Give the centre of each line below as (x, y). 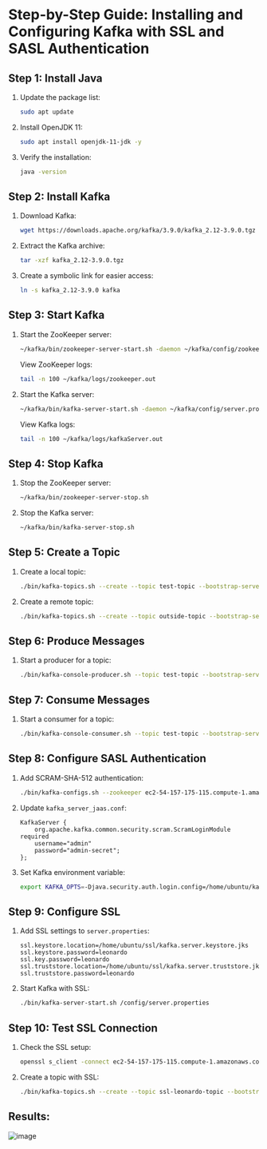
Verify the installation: (55, 157)
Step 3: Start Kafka (57, 315)
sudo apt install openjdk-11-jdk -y (80, 141)
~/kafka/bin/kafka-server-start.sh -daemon (93, 409)
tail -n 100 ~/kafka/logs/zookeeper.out (88, 379)
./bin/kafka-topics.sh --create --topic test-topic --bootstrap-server (141, 586)
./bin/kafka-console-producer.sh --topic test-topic (109, 675)
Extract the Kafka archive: (62, 246)
